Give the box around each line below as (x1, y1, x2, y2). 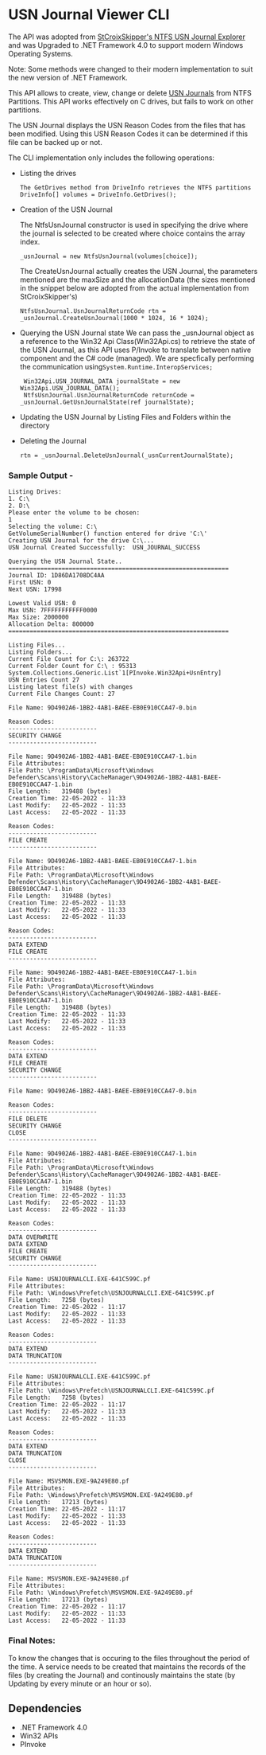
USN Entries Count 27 (8, 676, 80, 684)
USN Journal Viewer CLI (8, 6, 170, 24)
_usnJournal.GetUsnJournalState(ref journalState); (19, 398, 195, 406)
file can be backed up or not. (8, 137, 103, 147)
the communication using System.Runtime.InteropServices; (19, 362, 214, 371)
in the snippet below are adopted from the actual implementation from (19, 283, 249, 292)
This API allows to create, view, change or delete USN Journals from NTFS (8, 88, 253, 97)
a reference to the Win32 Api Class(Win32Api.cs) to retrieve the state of (19, 336, 256, 346)
